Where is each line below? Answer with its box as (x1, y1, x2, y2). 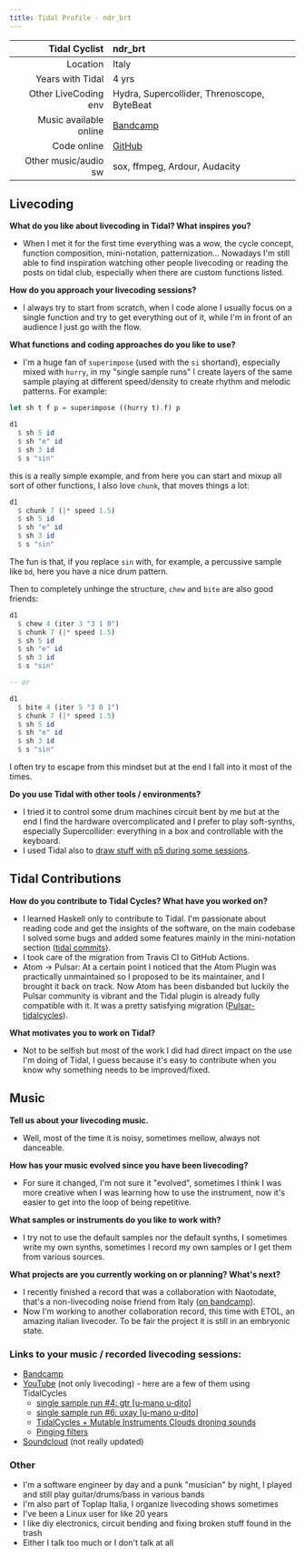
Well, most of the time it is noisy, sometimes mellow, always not (22, 1132, 261, 1143)
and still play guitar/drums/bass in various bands (22, 1489, 205, 1500)
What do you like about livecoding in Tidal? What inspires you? (9, 220, 251, 232)
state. (22, 1325, 44, 1336)
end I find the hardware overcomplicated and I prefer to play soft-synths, (22, 816, 295, 828)
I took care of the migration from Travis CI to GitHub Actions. (22, 951, 250, 962)
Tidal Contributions (9, 871, 122, 887)
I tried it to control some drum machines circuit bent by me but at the (22, 807, 280, 818)
